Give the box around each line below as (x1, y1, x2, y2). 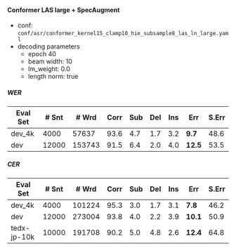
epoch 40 (27, 50, 56, 58)
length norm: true (27, 72, 79, 81)
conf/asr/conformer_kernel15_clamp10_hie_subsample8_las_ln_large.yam (17, 30, 229, 37)
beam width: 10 (27, 57, 72, 66)
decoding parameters (17, 42, 81, 51)
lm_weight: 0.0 (27, 65, 70, 73)
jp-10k (11, 232, 35, 242)
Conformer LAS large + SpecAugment (7, 6, 120, 14)
